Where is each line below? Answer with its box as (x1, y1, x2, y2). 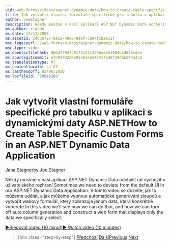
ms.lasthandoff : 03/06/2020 (5, 69, 65, 74)
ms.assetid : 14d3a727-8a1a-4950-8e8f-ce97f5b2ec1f (5, 36, 115, 41)
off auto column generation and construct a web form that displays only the (5, 209, 164, 215)
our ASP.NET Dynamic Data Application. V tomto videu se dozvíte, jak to (5, 187, 157, 194)
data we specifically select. (5, 214, 63, 221)
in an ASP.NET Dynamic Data (5, 139, 130, 151)
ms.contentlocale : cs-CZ (5, 64, 58, 69)
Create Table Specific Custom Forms (5, 128, 164, 140)
